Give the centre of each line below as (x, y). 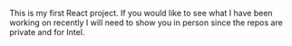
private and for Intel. (47, 32)
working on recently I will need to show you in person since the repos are (146, 23)
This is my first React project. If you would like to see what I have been (141, 13)
